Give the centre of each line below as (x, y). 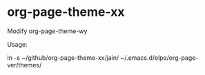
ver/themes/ (25, 65)
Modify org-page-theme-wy (47, 31)
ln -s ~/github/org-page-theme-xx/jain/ (63, 57)
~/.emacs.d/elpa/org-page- (159, 57)
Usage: (17, 44)
